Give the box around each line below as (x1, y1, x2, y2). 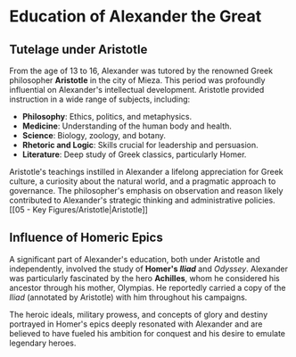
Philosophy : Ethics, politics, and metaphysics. (21, 112, 193, 121)
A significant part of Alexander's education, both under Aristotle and (9, 253, 260, 264)
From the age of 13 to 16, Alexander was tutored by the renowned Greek (9, 65, 274, 76)
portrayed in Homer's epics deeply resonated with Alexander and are (9, 319, 263, 329)
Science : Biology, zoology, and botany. (21, 130, 167, 140)
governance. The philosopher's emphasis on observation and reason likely (9, 186, 284, 195)
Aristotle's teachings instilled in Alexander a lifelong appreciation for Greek (9, 167, 284, 177)
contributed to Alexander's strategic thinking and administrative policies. (9, 195, 275, 205)
